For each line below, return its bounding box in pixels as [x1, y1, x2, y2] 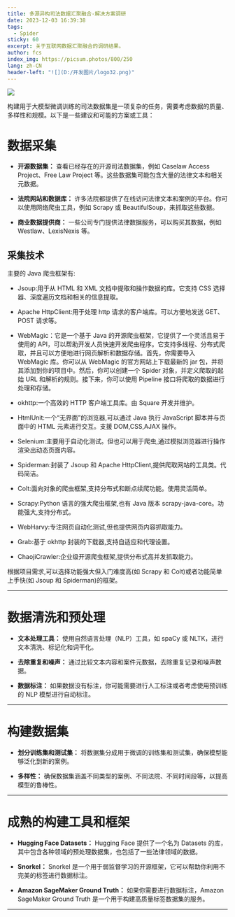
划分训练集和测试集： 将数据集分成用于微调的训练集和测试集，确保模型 [17, 748, 222, 757]
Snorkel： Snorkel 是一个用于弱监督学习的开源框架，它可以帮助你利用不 [17, 862, 226, 871]
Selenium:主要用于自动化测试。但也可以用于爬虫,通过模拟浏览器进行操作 [17, 437, 226, 446]
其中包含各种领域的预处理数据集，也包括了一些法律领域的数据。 [17, 848, 201, 856]
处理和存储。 [17, 384, 55, 392]
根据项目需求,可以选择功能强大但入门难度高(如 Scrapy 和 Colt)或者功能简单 [7, 567, 222, 576]
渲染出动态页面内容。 [17, 446, 79, 455]
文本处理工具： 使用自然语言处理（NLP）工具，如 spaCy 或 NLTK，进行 [17, 634, 224, 643]
